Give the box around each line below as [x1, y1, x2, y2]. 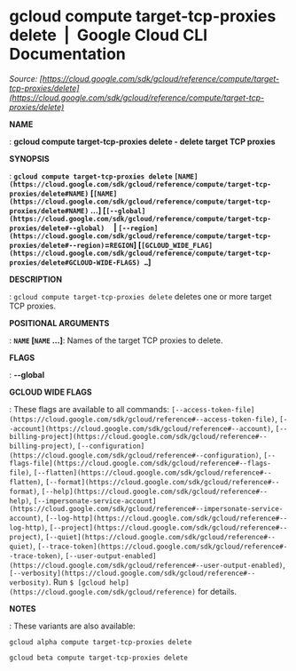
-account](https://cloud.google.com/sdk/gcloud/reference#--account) [9, 424, 272, 433]
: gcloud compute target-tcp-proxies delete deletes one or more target [9, 291, 272, 301]
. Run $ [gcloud [48, 576, 106, 587]
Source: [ [9, 73, 43, 84]
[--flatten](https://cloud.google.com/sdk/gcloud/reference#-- [33, 468, 272, 477]
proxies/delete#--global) [9, 224, 105, 233]
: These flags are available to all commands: [9, 403, 170, 414]
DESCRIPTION [9, 274, 63, 284]
